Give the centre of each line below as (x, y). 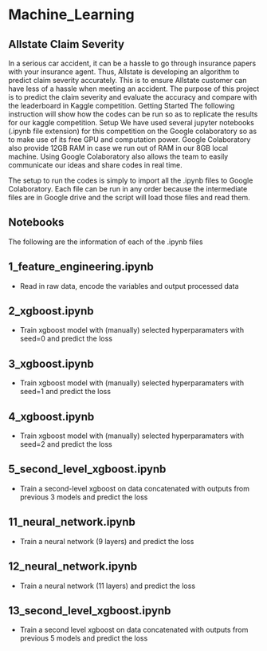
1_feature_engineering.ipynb (81, 267)
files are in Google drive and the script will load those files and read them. (130, 197)
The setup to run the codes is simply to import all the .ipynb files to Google (131, 180)
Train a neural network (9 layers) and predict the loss (107, 541)
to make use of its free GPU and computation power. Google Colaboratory (130, 140)
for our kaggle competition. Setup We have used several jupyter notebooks (132, 122)
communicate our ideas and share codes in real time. (96, 165)
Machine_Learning (72, 15)
